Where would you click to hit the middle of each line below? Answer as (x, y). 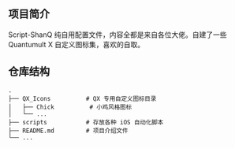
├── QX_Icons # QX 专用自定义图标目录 (82, 98)
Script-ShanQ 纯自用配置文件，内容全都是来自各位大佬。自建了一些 (117, 35)
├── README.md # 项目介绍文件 (68, 131)
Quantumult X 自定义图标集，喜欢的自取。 (76, 44)
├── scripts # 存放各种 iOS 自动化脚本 (86, 122)
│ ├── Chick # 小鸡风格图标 (70, 107)
